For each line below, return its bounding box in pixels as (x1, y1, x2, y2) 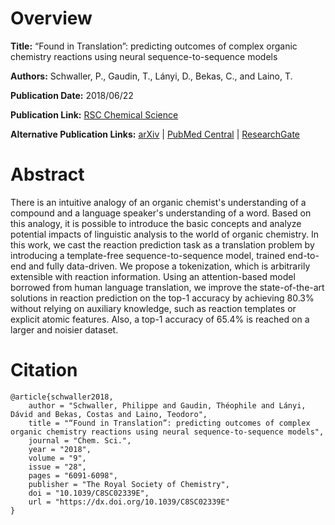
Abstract (10, 163, 85, 186)
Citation (10, 359, 78, 382)
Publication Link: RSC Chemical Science (10, 108, 179, 121)
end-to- (287, 249, 320, 261)
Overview (10, 7, 93, 30)
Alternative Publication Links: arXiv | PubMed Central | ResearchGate (10, 128, 301, 140)
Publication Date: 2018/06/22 (10, 89, 134, 101)
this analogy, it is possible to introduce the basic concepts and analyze (10, 217, 302, 229)
